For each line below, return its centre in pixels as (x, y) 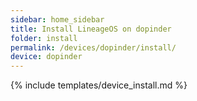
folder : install (44, 38)
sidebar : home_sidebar (57, 19)
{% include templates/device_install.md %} (99, 85)
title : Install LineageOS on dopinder (91, 29)
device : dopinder (46, 57)
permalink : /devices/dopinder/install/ (93, 47)
